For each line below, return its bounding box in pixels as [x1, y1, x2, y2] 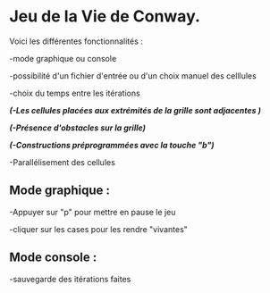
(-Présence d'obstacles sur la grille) [9, 122, 146, 133]
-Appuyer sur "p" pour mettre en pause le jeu [9, 206, 176, 217]
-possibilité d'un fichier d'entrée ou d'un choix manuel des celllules [9, 70, 257, 81]
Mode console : [9, 250, 97, 265]
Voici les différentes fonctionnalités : [9, 36, 143, 46]
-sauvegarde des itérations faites [9, 273, 131, 284]
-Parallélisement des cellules [9, 156, 116, 167]
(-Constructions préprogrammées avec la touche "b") [9, 139, 215, 150]
